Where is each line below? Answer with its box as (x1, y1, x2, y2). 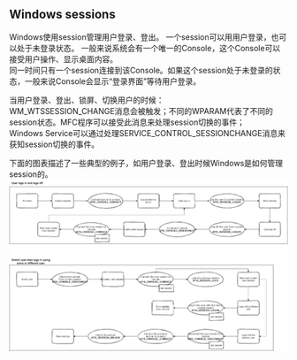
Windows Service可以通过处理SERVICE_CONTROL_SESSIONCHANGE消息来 (9, 127, 286, 138)
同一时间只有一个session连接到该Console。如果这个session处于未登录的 (9, 65, 274, 75)
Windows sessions (9, 7, 117, 22)
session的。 (9, 168, 53, 180)
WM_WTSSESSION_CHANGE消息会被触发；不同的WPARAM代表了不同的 (9, 105, 274, 116)
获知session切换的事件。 (9, 139, 100, 149)
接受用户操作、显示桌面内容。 (9, 53, 118, 65)
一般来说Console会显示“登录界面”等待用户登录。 (24, 75, 202, 87)
